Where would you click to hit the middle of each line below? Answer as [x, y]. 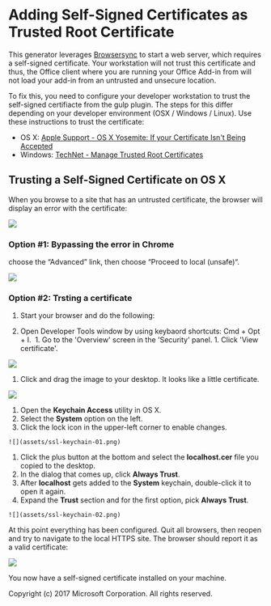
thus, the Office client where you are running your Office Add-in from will [130, 71]
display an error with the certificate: [68, 208]
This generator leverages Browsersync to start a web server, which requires [135, 54]
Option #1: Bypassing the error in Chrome [91, 244]
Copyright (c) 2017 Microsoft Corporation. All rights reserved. [110, 594]
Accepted [36, 146]
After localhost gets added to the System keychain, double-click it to [135, 483]
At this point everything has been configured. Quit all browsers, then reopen [135, 530]
